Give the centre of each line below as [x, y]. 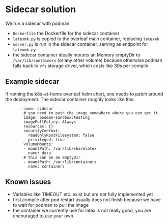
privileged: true [46, 140]
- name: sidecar [36, 108]
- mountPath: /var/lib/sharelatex [60, 148]
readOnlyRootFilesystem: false [61, 135]
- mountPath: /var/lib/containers [60, 162]
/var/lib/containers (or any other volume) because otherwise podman [88, 60]
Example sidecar [32, 82]
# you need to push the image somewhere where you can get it [91, 113]
